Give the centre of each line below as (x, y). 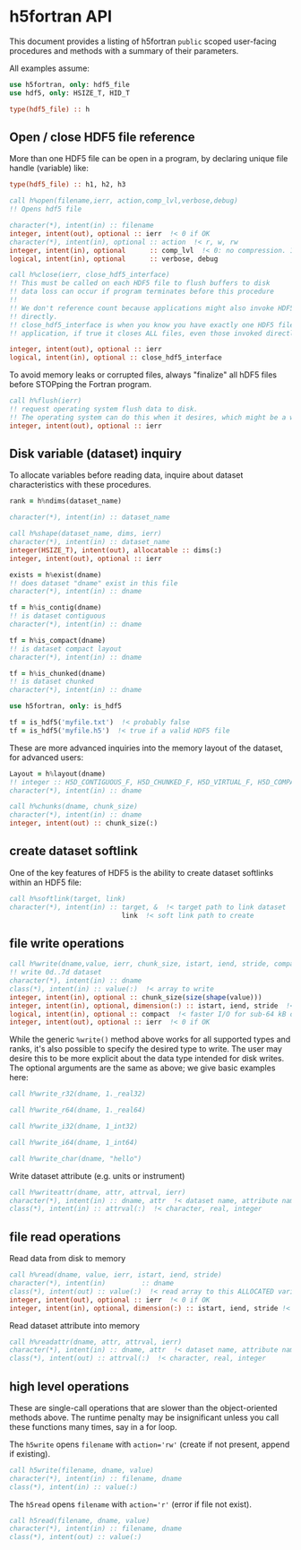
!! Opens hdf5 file (46, 209)
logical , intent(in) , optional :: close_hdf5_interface (116, 358)
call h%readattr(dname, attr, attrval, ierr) (95, 1342)
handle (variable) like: (49, 169)
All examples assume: (49, 68)
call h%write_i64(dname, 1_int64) (74, 1142)
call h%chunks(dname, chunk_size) (74, 807)
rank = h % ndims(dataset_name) (66, 501)
